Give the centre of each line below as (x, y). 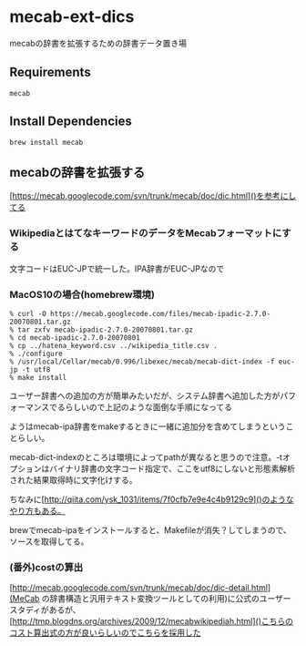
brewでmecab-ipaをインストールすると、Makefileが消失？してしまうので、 (150, 529)
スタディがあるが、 (45, 610)
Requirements (50, 72)
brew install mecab (46, 142)
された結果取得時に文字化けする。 (73, 479)
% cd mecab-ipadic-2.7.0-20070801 (75, 338)
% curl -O (28, 313)
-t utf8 (36, 369)
